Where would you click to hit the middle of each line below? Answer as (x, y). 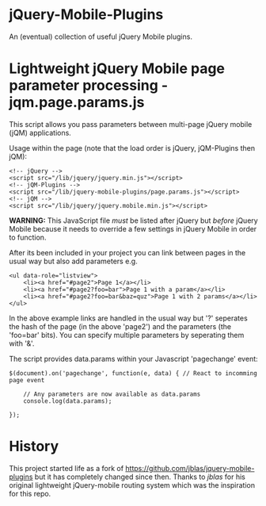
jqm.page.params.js (77, 103)
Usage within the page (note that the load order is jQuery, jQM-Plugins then (132, 148)
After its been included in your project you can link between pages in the (127, 252)
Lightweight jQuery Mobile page (117, 69)
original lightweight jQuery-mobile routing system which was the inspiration (132, 485)
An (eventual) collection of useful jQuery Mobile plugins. (101, 36)
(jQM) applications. (40, 132)
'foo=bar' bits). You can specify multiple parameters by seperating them (127, 335)
